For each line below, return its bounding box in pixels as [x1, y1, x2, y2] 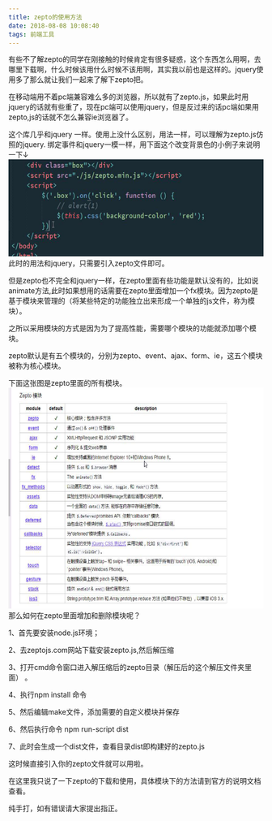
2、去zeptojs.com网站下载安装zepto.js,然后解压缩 [8, 645, 175, 655]
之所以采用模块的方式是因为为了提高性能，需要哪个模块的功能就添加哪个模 [8, 323, 257, 333]
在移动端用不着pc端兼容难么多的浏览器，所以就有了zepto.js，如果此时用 [8, 92, 249, 102]
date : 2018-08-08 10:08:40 [8, 21, 100, 30]
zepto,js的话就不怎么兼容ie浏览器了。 [8, 112, 134, 122]
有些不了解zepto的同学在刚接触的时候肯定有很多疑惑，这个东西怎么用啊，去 [8, 54, 261, 64]
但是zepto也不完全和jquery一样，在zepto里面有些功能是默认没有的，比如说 [8, 275, 259, 285]
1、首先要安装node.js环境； [8, 628, 100, 637]
